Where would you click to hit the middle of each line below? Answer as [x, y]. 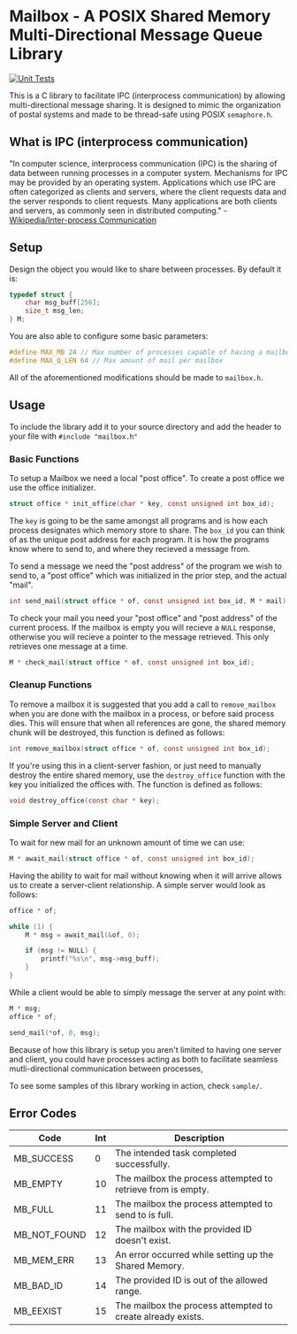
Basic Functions [44, 459]
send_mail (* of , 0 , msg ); [55, 1032]
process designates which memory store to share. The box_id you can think [147, 530]
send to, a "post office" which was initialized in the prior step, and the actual [148, 575]
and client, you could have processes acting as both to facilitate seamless [144, 1059]
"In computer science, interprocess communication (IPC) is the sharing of [143, 163]
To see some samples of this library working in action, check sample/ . [136, 1085]
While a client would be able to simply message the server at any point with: [148, 992]
